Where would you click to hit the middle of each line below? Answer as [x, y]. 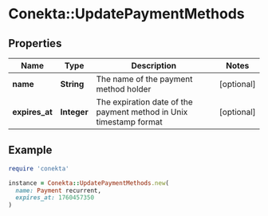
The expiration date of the [144, 102]
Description [154, 66]
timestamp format [129, 122]
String [72, 84]
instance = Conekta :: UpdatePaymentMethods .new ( [89, 183]
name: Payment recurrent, [59, 190]
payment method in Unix [142, 112]
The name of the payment [144, 79]
